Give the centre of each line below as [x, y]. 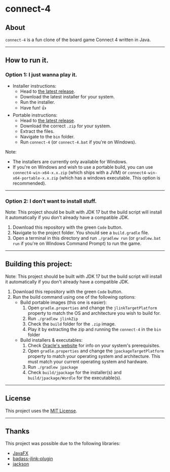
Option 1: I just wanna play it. [41, 75]
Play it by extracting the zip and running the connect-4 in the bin [94, 329]
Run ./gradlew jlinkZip [53, 318]
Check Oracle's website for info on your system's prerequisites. [94, 345]
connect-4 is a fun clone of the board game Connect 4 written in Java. [78, 40]
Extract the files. [37, 131]
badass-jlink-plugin [33, 459]
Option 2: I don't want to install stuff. [51, 201]
